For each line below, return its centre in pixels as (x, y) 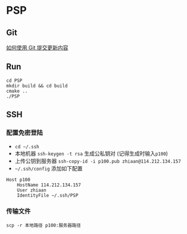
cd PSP (14, 80)
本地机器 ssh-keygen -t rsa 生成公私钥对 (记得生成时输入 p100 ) (91, 153)
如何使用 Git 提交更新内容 (37, 48)
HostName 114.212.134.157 (49, 185)
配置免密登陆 (25, 133)
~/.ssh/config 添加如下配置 (49, 168)
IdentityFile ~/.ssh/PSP (48, 195)
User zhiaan (32, 190)
